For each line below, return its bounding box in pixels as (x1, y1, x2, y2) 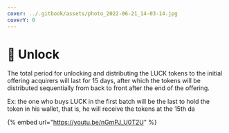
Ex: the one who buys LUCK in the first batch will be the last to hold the (7, 98, 210, 106)
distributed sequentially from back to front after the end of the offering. (7, 84, 210, 92)
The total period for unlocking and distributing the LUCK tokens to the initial (7, 69, 223, 78)
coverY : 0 (7, 17, 36, 24)
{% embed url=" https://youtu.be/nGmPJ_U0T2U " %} (7, 118, 157, 127)
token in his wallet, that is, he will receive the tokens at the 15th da (7, 105, 195, 113)
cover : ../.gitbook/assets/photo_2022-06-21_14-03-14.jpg (7, 10, 178, 17)
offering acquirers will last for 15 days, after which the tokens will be (7, 77, 201, 85)
